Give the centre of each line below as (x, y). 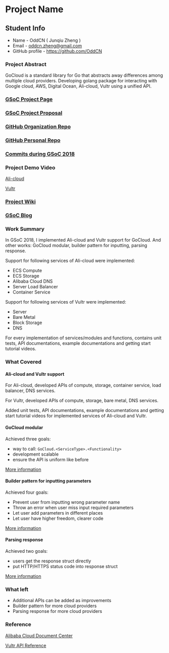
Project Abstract (26, 64)
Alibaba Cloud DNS (33, 281)
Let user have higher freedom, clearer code (58, 518)
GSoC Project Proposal (34, 113)
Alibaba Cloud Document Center (39, 635)
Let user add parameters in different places (58, 513)
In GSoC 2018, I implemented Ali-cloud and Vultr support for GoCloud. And (83, 240)
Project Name (34, 9)
